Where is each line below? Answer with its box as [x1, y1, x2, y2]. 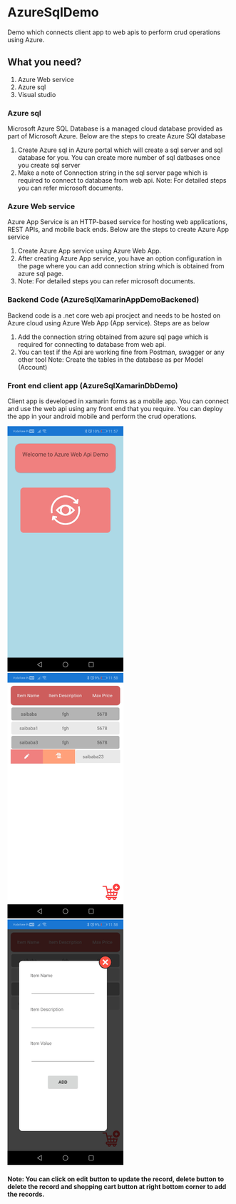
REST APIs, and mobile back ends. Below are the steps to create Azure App [7, 226, 230, 234]
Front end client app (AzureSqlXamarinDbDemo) [7, 380, 178, 390]
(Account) [17, 363, 48, 371]
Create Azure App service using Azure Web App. [17, 247, 162, 256]
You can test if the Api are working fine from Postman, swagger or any [17, 348, 225, 356]
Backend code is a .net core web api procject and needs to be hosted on [7, 311, 221, 320]
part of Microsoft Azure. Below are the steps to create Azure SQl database [7, 132, 226, 141]
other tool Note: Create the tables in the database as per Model [17, 355, 204, 364]
